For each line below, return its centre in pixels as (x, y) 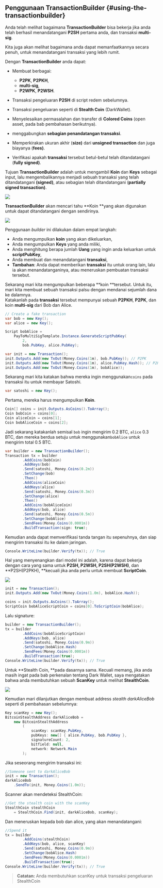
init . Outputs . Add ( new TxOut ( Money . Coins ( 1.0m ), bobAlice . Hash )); (73, 593)
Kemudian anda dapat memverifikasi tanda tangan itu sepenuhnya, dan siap (81, 537)
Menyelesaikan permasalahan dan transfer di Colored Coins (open (79, 119)
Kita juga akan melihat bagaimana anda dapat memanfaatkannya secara (77, 47)
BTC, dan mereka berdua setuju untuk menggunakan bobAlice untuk (73, 437)
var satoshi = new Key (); (31, 391)
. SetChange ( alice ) (41, 496)
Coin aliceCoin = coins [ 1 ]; (33, 418)
